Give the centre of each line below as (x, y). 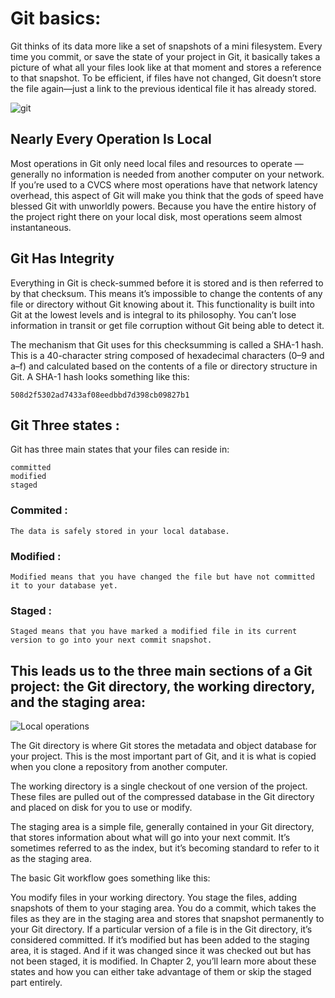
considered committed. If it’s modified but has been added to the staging (160, 940)
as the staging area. (51, 859)
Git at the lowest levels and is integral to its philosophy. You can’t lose (153, 314)
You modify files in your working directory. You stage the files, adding (154, 898)
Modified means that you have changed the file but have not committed (162, 577)
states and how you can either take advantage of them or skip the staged (161, 972)
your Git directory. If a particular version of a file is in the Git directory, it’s (161, 929)
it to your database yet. (64, 585)
